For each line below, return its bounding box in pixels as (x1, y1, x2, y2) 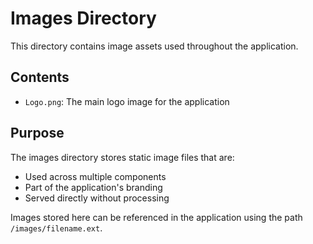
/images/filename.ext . (10, 222, 103, 234)
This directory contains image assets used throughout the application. (10, 40, 299, 52)
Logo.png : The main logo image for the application (24, 95, 230, 107)
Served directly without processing (24, 192, 170, 204)
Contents (10, 69, 70, 86)
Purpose (10, 125, 65, 142)
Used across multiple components (24, 170, 167, 182)
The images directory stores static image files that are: (10, 151, 235, 163)
